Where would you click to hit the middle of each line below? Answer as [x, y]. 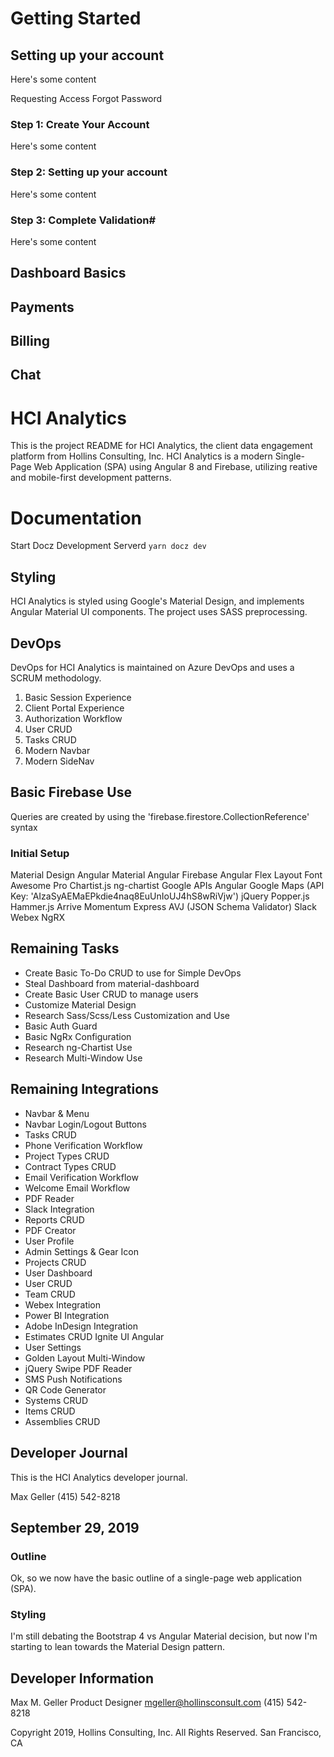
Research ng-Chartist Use [78, 1047]
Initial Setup [40, 853]
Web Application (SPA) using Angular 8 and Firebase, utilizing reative [175, 467]
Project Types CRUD [67, 1156]
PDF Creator [50, 1230]
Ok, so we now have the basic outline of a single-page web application [156, 1578]
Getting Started [76, 18]
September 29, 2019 [75, 1527]
